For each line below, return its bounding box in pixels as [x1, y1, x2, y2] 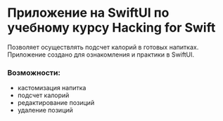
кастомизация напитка [17, 84, 87, 92]
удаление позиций [17, 106, 74, 115]
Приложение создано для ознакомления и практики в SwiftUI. [7, 50, 195, 59]
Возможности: [7, 68, 61, 78]
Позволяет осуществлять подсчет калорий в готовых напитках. [7, 43, 199, 51]
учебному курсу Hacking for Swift [7, 20, 216, 36]
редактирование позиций [17, 99, 95, 107]
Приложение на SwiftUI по [7, 5, 170, 21]
